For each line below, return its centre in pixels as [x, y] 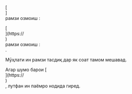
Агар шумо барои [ [26, 69]
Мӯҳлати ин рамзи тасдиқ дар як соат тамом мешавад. [66, 60]
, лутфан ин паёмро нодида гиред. [43, 86]
